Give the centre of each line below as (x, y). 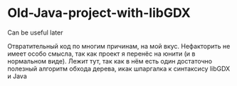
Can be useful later (35, 32)
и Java (17, 76)
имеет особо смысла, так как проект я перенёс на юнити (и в (101, 54)
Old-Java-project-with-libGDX (99, 13)
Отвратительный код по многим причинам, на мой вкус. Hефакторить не (119, 46)
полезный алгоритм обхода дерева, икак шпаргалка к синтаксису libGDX (119, 68)
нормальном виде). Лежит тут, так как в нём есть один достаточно (110, 61)
